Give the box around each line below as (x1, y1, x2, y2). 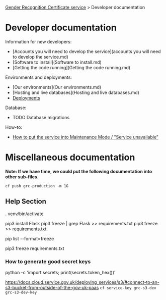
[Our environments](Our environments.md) (12, 84, 102, 90)
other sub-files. (5, 174, 39, 180)
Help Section (5, 197, 47, 206)
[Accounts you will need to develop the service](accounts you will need (12, 48, 161, 55)
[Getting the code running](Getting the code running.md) (12, 64, 131, 70)
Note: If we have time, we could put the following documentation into (5, 168, 152, 174)
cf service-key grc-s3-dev (100, 285, 157, 290)
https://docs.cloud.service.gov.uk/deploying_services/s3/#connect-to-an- (5, 279, 159, 285)
